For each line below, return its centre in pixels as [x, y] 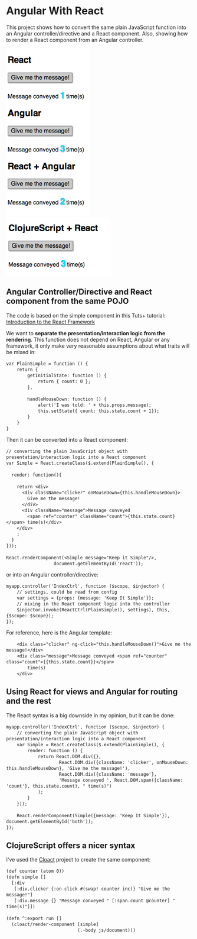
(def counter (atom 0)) [35, 871]
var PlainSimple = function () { [47, 364]
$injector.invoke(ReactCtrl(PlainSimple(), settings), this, [93, 610]
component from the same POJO [68, 301]
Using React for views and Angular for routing [92, 692]
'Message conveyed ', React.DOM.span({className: [121, 780]
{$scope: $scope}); [30, 616]
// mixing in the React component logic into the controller [93, 604]
